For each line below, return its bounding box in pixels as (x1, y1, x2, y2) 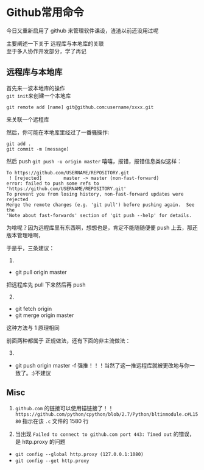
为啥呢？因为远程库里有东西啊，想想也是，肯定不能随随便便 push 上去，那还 (6, 224, 198, 231)
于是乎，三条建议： (6, 244, 55, 252)
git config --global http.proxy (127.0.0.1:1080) (15, 451, 144, 457)
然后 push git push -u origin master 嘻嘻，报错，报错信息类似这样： (6, 157, 183, 165)
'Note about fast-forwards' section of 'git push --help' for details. (6, 212, 192, 218)
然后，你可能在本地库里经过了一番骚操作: (6, 129, 110, 136)
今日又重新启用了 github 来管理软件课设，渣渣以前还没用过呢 (6, 27, 159, 34)
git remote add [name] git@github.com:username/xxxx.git (6, 104, 154, 110)
